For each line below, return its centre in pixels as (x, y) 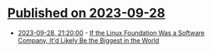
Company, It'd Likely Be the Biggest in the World (89, 40)
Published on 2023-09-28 (86, 13)
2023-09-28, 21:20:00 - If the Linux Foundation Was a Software (111, 33)
